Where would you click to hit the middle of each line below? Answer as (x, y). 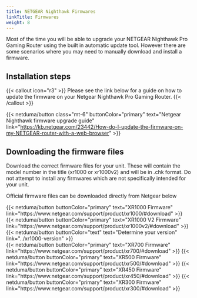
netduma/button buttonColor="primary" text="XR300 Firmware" (84, 282)
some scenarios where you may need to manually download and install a (94, 52)
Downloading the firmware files (65, 151)
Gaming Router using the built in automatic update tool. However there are (96, 45)
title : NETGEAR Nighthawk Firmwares (51, 11)
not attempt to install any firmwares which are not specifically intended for (96, 178)
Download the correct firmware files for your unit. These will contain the (93, 166)
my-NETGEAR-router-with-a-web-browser (58, 133)
